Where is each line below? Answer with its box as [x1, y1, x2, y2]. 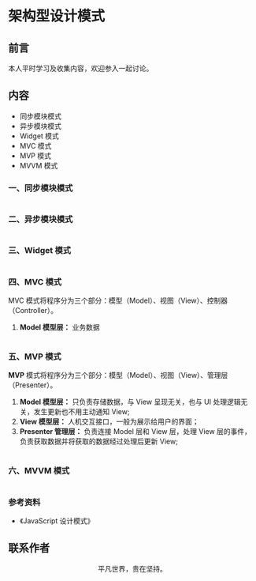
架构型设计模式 [8, 7, 106, 25]
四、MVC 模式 [8, 276, 62, 287]
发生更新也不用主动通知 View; [33, 407, 130, 417]
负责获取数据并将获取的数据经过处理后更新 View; [19, 436, 179, 447]
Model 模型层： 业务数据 [19, 323, 100, 332]
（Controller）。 [8, 306, 58, 315]
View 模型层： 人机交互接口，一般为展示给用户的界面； [19, 417, 199, 427]
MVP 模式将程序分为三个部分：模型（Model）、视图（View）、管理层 [8, 371, 228, 380]
